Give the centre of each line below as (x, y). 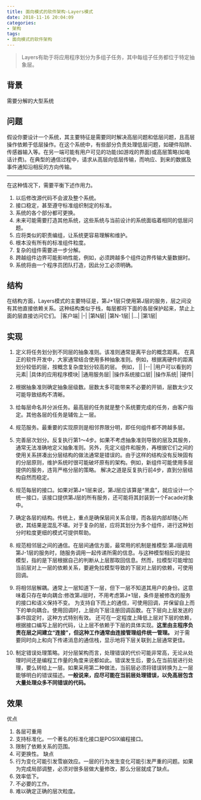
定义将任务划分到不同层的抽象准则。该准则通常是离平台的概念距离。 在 (102, 352)
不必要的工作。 (34, 784)
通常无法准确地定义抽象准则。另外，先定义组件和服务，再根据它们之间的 (104, 448)
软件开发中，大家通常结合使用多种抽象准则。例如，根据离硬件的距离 (109, 359)
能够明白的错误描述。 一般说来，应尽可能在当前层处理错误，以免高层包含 (104, 675)
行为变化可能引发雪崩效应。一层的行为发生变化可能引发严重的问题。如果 (104, 761)
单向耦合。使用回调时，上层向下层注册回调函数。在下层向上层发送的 (109, 610)
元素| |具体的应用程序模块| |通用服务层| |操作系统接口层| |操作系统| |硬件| (104, 374)
